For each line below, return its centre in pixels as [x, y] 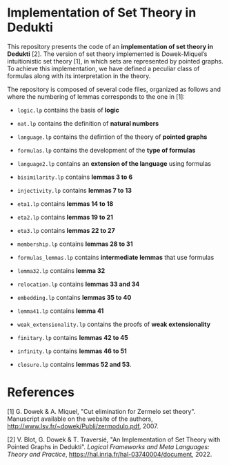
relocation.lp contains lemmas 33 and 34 [78, 284]
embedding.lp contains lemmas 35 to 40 [74, 297]
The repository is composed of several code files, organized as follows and [114, 89]
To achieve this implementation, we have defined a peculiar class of [103, 68]
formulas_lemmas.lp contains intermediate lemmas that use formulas [116, 257]
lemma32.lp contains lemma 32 [61, 270]
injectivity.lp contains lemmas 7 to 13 [74, 190]
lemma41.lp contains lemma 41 [60, 311]
